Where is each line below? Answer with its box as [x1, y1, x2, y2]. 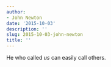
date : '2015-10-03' [6, 20, 56, 26]
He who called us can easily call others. [6, 54, 106, 61]
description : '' [6, 26, 48, 32]
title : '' [6, 37, 32, 43]
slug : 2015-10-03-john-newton [6, 32, 84, 38]
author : [6, 9, 26, 15]
